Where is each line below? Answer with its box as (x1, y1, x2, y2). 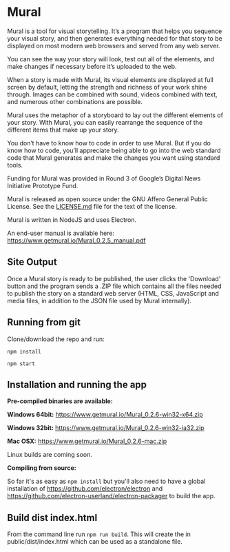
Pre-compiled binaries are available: (7, 397, 114, 405)
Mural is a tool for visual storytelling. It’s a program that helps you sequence (7, 27, 222, 35)
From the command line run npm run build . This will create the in (7, 530, 191, 538)
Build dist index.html (7, 511, 98, 524)
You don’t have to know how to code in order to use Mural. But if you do (7, 139, 211, 147)
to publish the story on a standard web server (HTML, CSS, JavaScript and (7, 289, 219, 297)
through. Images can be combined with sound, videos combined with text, (7, 90, 218, 99)
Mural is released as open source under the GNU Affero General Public (7, 194, 209, 203)
